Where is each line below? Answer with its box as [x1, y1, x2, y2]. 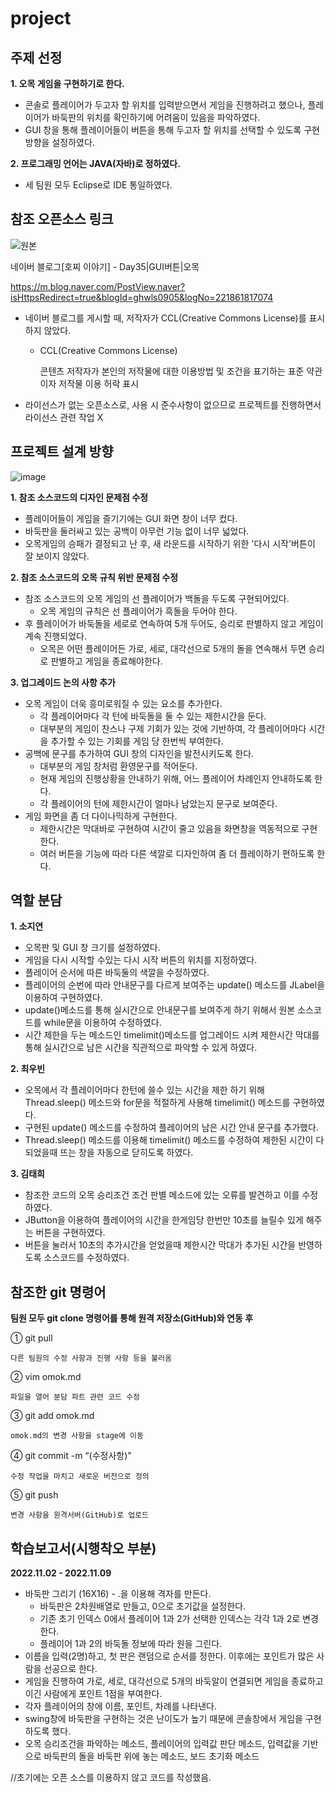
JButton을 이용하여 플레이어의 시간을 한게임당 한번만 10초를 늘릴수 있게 [24, 1214, 304, 1226]
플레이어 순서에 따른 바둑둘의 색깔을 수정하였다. [24, 967, 210, 979]
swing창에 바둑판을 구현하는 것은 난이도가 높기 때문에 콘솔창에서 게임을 [24, 1713, 303, 1725]
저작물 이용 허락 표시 [58, 377, 140, 389]
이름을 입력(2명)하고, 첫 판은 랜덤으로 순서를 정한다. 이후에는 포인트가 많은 [24, 1650, 315, 1662]
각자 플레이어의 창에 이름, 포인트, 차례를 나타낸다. [24, 1700, 218, 1712]
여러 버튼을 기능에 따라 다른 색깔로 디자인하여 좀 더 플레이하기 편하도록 [39, 847, 315, 859]
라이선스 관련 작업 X [24, 411, 104, 423]
